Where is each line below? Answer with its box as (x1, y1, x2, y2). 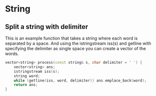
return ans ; (14, 82, 38, 87)
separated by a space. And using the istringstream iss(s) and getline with (5, 41, 152, 46)
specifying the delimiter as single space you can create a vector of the (5, 46, 146, 51)
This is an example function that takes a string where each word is (5, 35, 138, 41)
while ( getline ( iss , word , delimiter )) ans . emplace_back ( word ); (14, 78, 147, 83)
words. (5, 51, 19, 56)
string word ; (14, 73, 40, 78)
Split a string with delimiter (5, 23, 88, 31)
